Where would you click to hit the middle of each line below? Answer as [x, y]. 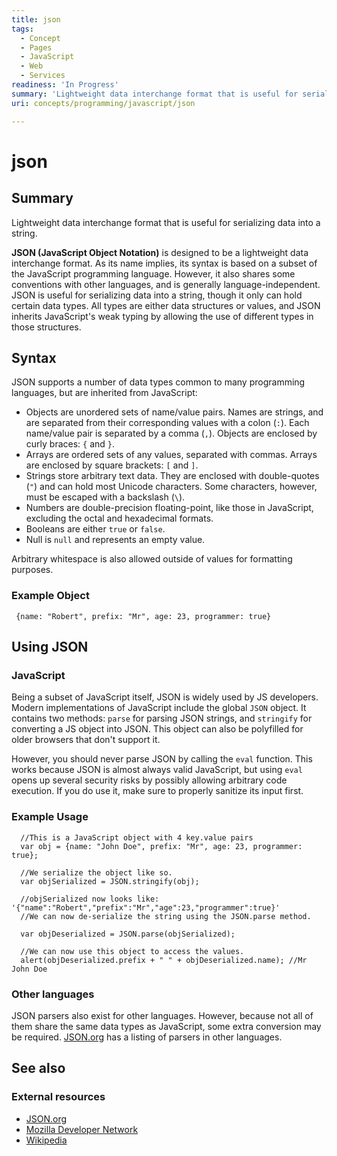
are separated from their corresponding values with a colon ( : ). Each [167, 423]
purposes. [32, 570]
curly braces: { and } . [70, 444]
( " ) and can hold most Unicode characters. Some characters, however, [171, 487]
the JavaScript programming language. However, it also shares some [153, 273]
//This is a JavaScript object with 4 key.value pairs [137, 837]
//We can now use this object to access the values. [132, 951]
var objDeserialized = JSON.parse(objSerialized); [128, 934]
